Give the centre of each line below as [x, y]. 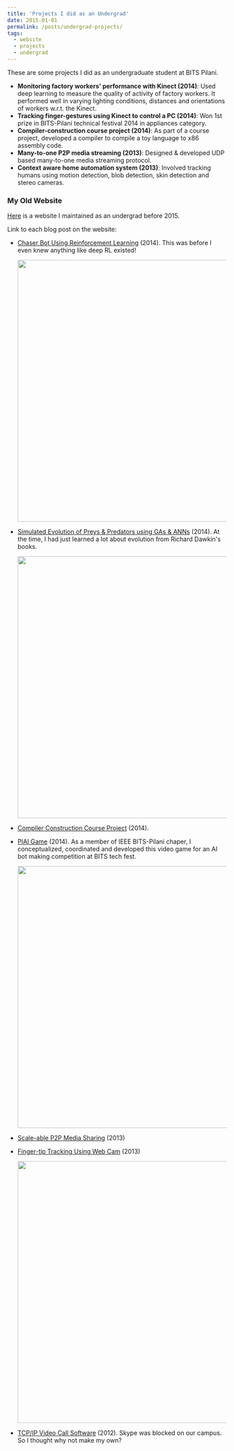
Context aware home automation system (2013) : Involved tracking [114, 168]
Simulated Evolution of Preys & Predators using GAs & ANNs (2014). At [118, 532]
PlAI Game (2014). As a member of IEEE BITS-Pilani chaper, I [104, 841]
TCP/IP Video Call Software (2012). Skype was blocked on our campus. [119, 1433]
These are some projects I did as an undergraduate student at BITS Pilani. [113, 72]
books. [27, 547]
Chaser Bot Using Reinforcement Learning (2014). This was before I [114, 243]
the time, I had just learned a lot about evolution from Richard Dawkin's [119, 539]
